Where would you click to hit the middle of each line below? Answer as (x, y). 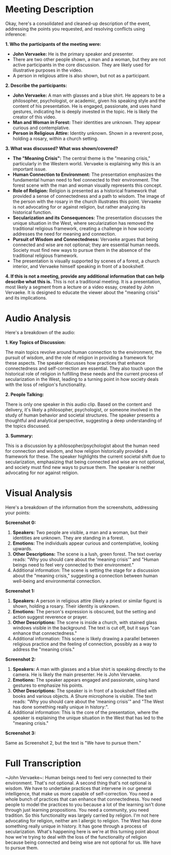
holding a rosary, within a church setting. (55, 138)
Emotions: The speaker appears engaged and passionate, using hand (86, 680)
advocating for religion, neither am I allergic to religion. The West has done (83, 820)
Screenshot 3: (21, 733)
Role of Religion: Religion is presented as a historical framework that (84, 190)
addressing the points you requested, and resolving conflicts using (75, 28)
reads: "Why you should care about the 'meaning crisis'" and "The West (88, 701)
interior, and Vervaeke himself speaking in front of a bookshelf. (79, 266)
